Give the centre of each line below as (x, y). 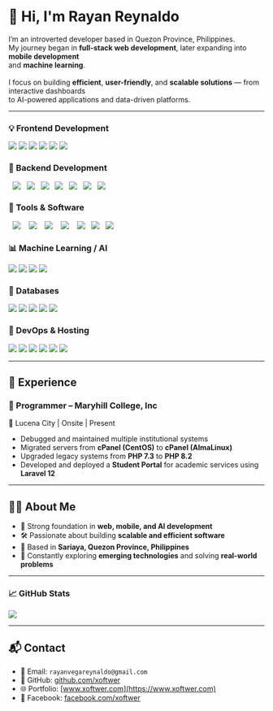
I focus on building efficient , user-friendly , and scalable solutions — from (134, 82)
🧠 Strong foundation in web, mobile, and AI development (116, 527)
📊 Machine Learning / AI (58, 248)
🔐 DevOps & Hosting (49, 331)
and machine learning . (47, 65)
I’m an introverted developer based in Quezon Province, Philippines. (122, 39)
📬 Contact (37, 648)
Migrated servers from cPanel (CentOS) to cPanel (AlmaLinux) (126, 448)
